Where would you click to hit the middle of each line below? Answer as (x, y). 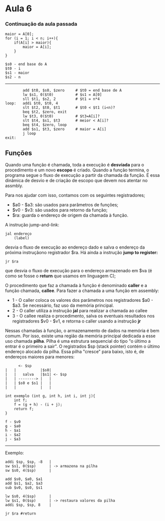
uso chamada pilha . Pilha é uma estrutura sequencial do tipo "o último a (78, 341)
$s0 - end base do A (26, 65)
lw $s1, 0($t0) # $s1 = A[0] (62, 95)
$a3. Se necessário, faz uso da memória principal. (63, 305)
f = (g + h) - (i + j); (38, 405)
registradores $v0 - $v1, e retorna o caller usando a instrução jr (76, 321)
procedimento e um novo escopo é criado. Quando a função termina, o (77, 170)
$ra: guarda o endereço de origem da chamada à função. (70, 215)
